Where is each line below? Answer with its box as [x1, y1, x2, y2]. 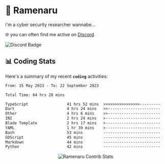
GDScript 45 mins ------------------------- [5, 135, 160, 140]
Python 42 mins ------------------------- [5, 144, 160, 150]
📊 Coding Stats [5, 57, 56, 66]
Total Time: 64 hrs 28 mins [5, 92, 65, 98]
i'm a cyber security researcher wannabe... [5, 21, 96, 28]
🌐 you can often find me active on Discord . [5, 31, 96, 37]
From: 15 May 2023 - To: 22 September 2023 [5, 83, 99, 88]
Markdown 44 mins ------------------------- [5, 139, 160, 145]
